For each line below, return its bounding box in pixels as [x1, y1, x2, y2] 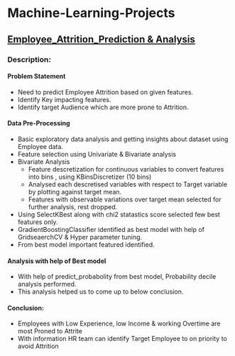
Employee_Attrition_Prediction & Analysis [7, 33, 195, 45]
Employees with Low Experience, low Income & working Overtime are [17, 319, 222, 328]
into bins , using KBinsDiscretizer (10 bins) [28, 172, 152, 181]
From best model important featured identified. [17, 240, 155, 249]
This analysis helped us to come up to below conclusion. [17, 287, 184, 296]
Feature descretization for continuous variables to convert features [28, 165, 224, 173]
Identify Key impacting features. [17, 95, 111, 104]
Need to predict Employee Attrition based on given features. [17, 87, 194, 96]
